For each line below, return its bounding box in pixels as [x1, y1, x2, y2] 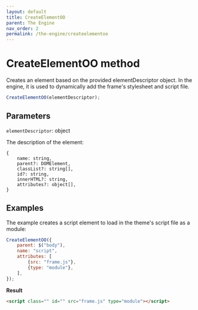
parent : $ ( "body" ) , [17, 242, 66, 248]
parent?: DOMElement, [17, 160, 71, 166]
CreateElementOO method [6, 57, 141, 71]
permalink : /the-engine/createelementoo [6, 31, 109, 37]
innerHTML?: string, [17, 176, 68, 183]
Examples [6, 203, 44, 213]
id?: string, [17, 171, 50, 177]
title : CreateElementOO [6, 14, 66, 20]
